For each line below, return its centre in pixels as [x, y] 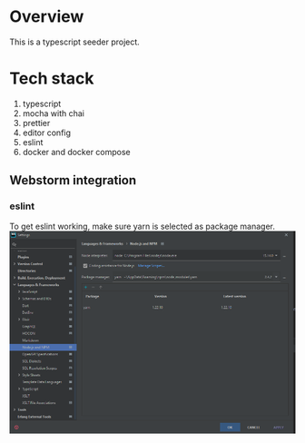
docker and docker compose [77, 152]
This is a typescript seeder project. [75, 42]
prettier [36, 123]
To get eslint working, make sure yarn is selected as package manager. [142, 226]
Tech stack [52, 79]
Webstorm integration [73, 180]
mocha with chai [53, 113]
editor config [46, 133]
